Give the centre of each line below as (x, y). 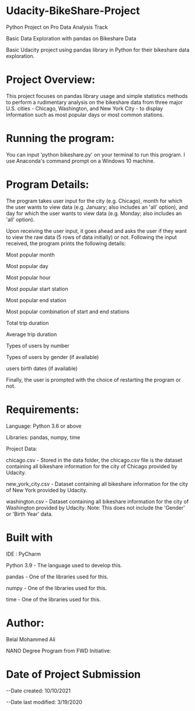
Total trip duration (27, 323)
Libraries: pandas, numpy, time (43, 437)
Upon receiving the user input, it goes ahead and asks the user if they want (96, 231)
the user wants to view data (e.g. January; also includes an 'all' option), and (97, 207)
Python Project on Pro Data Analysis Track (57, 27)
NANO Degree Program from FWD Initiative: (59, 651)
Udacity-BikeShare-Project (73, 11)
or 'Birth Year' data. (29, 514)
